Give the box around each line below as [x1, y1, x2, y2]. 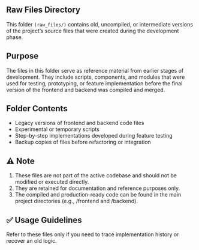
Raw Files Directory [6, 5, 81, 15]
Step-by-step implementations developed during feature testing [14, 132, 173, 139]
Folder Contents [6, 103, 68, 114]
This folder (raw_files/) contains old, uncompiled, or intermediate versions [6, 20, 194, 28]
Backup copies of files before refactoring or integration [14, 138, 151, 146]
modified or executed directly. [14, 178, 89, 186]
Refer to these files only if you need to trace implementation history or [6, 231, 179, 238]
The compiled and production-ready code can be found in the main [14, 191, 182, 198]
